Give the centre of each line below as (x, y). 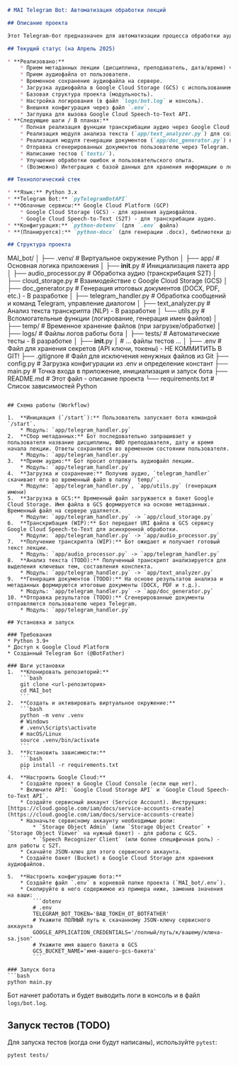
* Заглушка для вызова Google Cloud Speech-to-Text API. (106, 114)
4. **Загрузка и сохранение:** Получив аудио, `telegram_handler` (109, 474)
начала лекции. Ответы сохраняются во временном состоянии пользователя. (119, 449)
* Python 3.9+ (28, 641)
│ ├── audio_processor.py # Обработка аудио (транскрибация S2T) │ (112, 274)
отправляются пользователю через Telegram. (73, 604)
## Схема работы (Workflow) (49, 405)
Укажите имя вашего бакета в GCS (88, 945)
